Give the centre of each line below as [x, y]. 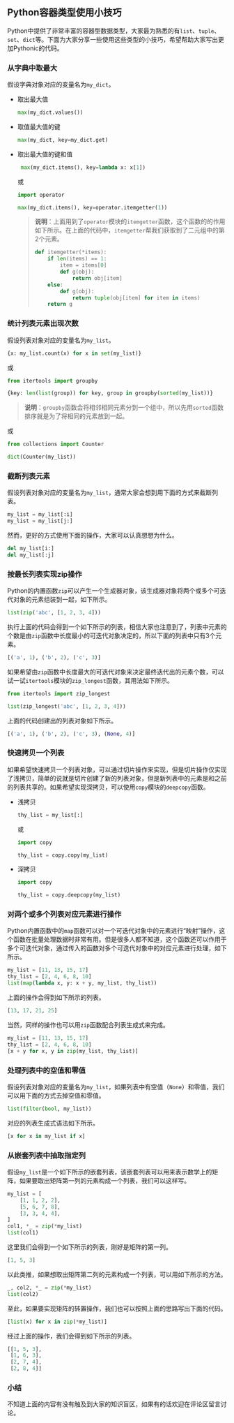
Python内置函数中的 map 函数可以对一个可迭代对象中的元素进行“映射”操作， [113, 931]
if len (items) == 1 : [77, 259]
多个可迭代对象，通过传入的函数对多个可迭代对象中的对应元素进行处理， [111, 948]
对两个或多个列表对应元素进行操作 [64, 915]
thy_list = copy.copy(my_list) [63, 855]
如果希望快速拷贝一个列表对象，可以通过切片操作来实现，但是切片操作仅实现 [117, 769]
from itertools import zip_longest [59, 693]
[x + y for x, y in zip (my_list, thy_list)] [73, 1051]
